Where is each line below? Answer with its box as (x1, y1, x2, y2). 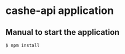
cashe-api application (5, 4, 114, 17)
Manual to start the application (5, 27, 120, 37)
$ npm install (5, 42, 40, 48)
